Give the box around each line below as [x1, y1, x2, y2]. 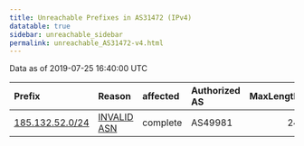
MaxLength [249, 90, 300, 103]
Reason [98, 90, 131, 103]
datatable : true [9, 22, 71, 31]
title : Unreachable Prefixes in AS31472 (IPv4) [9, 13, 193, 23]
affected [142, 90, 180, 103]
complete [142, 116, 183, 129]
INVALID [98, 111, 134, 123]
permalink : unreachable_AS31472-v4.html [9, 38, 165, 48]
